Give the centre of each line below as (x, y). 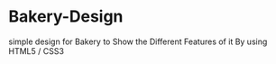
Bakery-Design (66, 17)
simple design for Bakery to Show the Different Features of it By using (138, 41)
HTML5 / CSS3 (37, 50)
